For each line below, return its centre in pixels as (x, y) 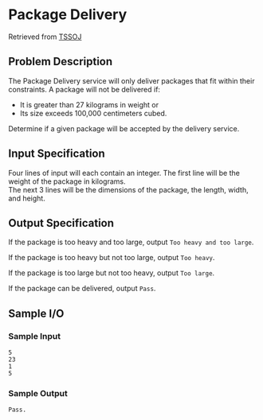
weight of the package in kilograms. (67, 181)
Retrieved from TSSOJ (45, 37)
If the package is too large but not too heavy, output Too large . (112, 273)
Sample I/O (36, 313)
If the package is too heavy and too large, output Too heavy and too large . (131, 242)
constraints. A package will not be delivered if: (84, 89)
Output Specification (61, 223)
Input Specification (57, 154)
